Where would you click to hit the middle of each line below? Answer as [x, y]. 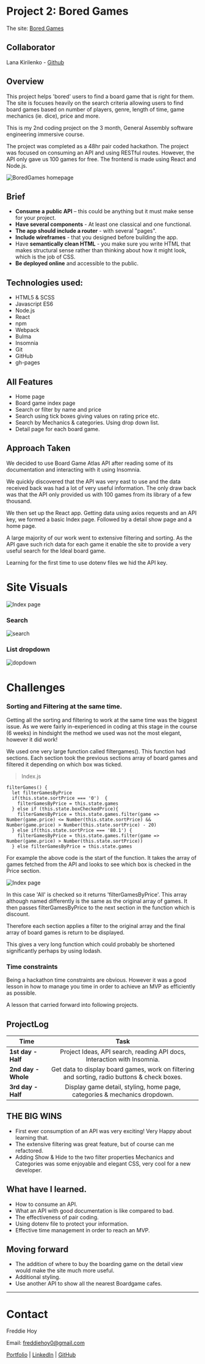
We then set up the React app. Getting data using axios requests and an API [102, 513]
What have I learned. [47, 1189]
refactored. [29, 1150]
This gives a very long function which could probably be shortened [91, 944]
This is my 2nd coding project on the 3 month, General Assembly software [100, 127]
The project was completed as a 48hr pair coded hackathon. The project [98, 146]
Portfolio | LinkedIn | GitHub [41, 1355]
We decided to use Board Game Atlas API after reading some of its [90, 463]
